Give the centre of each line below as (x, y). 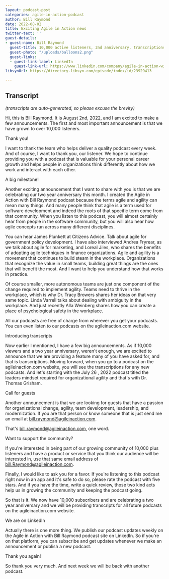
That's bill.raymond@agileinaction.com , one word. (57, 428)
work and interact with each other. (41, 169)
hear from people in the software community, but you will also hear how (80, 221)
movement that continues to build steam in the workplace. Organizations (80, 258)
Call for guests (20, 393)
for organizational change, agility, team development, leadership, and (77, 408)
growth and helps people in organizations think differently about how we (80, 164)
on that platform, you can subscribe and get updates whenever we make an (83, 541)
